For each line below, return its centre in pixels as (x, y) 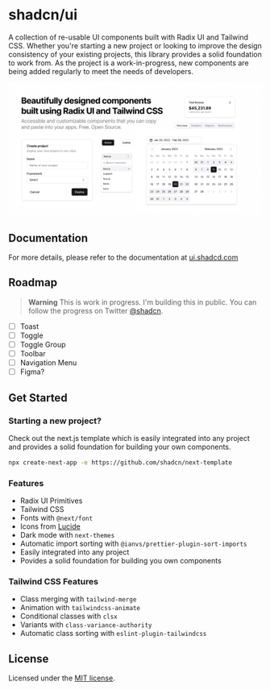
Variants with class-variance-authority (86, 625)
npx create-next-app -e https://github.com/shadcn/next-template (120, 462)
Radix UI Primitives (51, 501)
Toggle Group (43, 345)
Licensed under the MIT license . (62, 678)
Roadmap (33, 283)
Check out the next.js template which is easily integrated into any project (129, 438)
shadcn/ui (43, 15)
